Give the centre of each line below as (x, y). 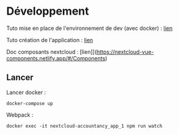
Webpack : (20, 115)
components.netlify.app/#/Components (56, 58)
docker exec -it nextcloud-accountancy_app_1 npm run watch (85, 126)
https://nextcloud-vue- (125, 52)
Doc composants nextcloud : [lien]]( (52, 52)
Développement (48, 11)
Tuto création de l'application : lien (50, 40)
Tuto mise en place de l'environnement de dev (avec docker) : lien (89, 28)
